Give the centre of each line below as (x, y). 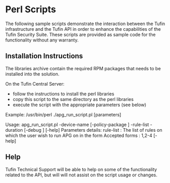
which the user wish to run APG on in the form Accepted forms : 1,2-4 (79, 135)
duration (14, 130)
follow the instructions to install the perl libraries (63, 94)
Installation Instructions (44, 56)
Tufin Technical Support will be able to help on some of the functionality (81, 169)
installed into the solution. (33, 74)
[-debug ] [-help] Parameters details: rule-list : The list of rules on (93, 130)
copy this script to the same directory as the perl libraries (73, 99)
